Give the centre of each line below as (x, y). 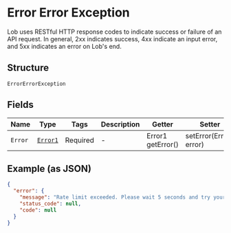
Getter (163, 124)
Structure (28, 68)
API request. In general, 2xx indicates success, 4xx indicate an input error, (112, 38)
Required (80, 140)
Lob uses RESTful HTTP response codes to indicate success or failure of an (114, 32)
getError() (163, 144)
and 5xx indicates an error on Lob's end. (64, 46)
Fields (21, 105)
